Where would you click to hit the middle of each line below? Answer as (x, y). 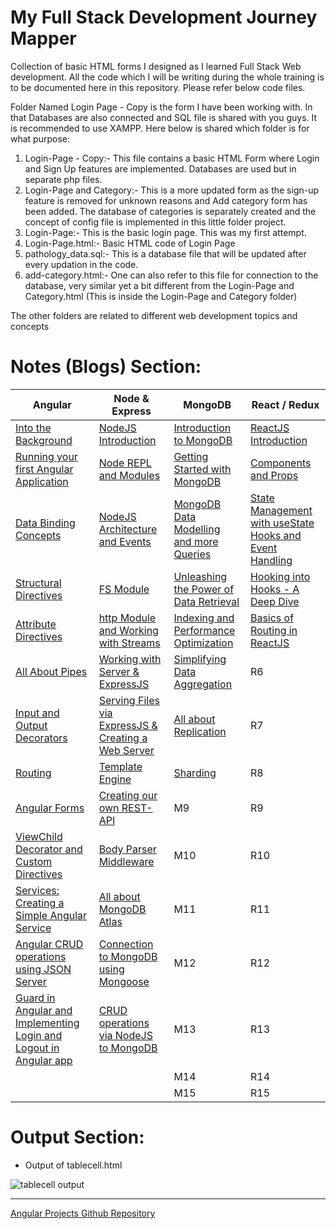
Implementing (47, 1023)
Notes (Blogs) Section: (106, 367)
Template (120, 766)
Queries (192, 554)
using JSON (43, 969)
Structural (38, 583)
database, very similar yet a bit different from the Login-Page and (159, 285)
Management (281, 510)
